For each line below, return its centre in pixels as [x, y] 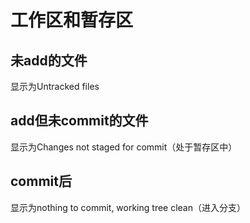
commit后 [41, 181]
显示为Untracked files [55, 86]
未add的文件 [49, 60]
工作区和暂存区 [72, 20]
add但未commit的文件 [79, 121]
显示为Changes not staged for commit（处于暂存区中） [124, 147]
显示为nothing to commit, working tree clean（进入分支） [128, 207]
